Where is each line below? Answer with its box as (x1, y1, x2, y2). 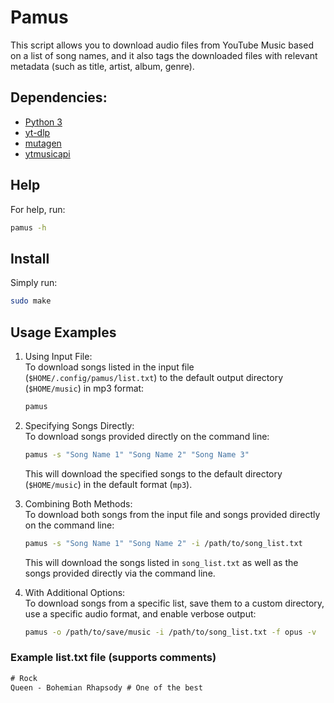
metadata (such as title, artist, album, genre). (10, 60, 195, 72)
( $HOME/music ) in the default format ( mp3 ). (24, 478, 193, 490)
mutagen (24, 137, 62, 149)
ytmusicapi (24, 147, 71, 160)
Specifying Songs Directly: (24, 419, 135, 431)
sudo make (10, 296, 52, 306)
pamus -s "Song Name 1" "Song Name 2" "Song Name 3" (24, 449, 250, 460)
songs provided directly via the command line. (24, 567, 216, 579)
